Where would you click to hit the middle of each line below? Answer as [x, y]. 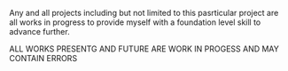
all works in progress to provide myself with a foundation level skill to [135, 22]
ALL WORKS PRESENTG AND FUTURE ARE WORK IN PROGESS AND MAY [144, 49]
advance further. [39, 32]
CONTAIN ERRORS [43, 58]
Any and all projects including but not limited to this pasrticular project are [144, 13]
